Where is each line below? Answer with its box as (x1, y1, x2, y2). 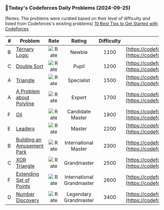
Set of (16, 177, 30, 184)
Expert (71, 94, 87, 101)
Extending (16, 171, 40, 178)
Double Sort (16, 63, 43, 70)
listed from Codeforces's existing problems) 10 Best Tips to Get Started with (5, 21, 158, 26)
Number (16, 191, 35, 198)
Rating (71, 38, 87, 45)
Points (16, 183, 31, 190)
